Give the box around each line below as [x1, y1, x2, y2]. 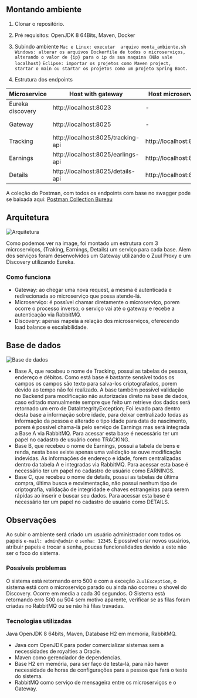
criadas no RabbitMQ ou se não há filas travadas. [6, 602, 125, 609]
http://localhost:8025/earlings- [52, 150, 140, 158]
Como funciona [6, 273, 51, 281]
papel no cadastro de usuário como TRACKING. [14, 436, 130, 443]
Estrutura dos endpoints [14, 76, 73, 83]
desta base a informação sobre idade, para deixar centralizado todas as [14, 411, 189, 418]
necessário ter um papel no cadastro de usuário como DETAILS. [14, 498, 169, 505]
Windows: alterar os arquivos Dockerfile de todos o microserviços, [14, 49, 186, 55]
